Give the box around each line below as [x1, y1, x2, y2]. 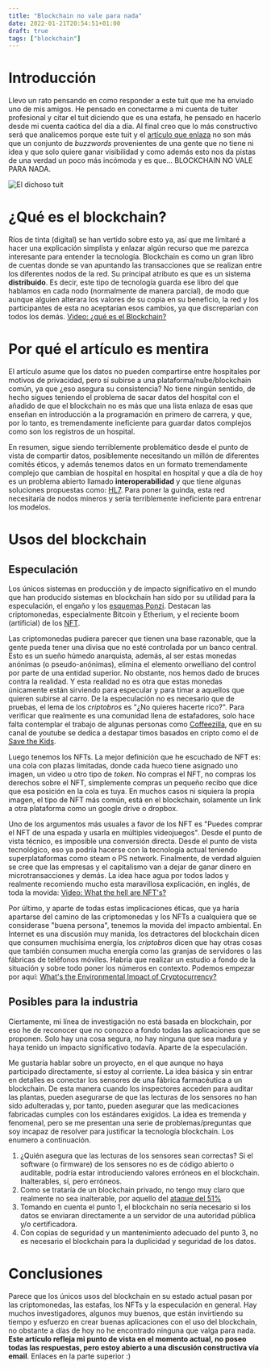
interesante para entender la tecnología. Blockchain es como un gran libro [8, 252, 254, 262]
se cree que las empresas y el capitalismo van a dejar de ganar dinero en [8, 862, 252, 872]
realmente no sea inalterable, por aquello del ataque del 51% [19, 1193, 222, 1203]
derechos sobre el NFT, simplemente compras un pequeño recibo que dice [8, 778, 258, 788]
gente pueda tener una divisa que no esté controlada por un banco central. [8, 643, 258, 652]
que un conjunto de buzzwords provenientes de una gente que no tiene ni [8, 139, 254, 148]
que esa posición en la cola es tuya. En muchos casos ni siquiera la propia [8, 787, 256, 797]
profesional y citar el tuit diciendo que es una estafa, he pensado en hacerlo [8, 113, 261, 123]
